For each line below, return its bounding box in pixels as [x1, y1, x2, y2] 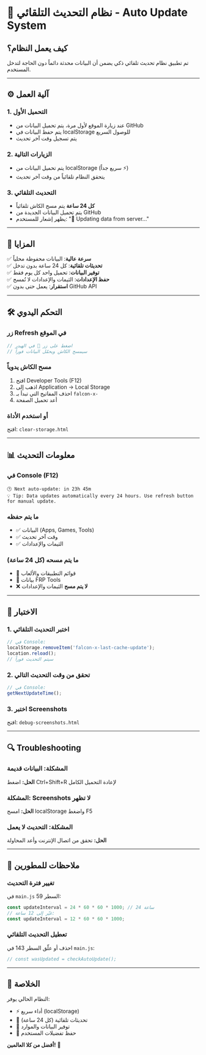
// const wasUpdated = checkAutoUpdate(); [7, 956, 117, 962]
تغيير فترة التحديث [7, 878, 54, 887]
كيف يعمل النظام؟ [7, 43, 68, 53]
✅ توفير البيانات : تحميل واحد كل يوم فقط [7, 269, 100, 276]
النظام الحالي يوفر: [7, 995, 50, 1002]
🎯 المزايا [7, 238, 35, 249]
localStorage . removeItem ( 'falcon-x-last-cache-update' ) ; [7, 644, 155, 650]
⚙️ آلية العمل [7, 89, 50, 100]
